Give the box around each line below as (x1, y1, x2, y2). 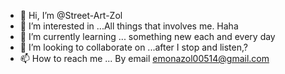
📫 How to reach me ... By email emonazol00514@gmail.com (19, 53, 270, 64)
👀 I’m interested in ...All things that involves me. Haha (19, 20, 239, 32)
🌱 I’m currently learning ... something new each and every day (19, 31, 276, 42)
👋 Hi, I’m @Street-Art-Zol (19, 10, 123, 21)
